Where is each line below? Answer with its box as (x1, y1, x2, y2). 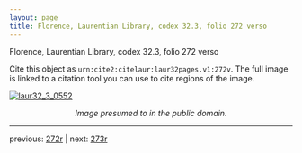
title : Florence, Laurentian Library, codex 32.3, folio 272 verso (9, 21, 268, 30)
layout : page (9, 13, 58, 22)
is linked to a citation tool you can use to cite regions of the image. (9, 72, 255, 83)
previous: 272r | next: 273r (9, 133, 108, 144)
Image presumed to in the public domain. (75, 107, 227, 118)
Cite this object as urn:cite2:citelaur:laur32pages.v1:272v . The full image (9, 64, 289, 74)
